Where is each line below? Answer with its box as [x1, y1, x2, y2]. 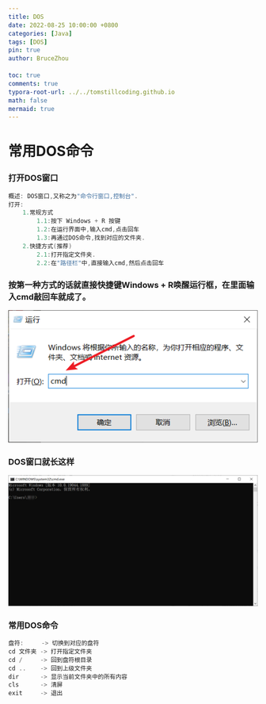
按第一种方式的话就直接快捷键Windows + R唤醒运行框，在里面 [8, 279, 247, 290]
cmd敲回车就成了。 [16, 291, 91, 302]
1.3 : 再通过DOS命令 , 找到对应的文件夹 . [36, 234, 146, 242]
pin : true [8, 46, 41, 55]
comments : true [8, 79, 59, 87]
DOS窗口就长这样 [8, 457, 75, 468]
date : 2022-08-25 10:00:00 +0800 [8, 21, 119, 29]
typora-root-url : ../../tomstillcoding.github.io [8, 88, 176, 96]
